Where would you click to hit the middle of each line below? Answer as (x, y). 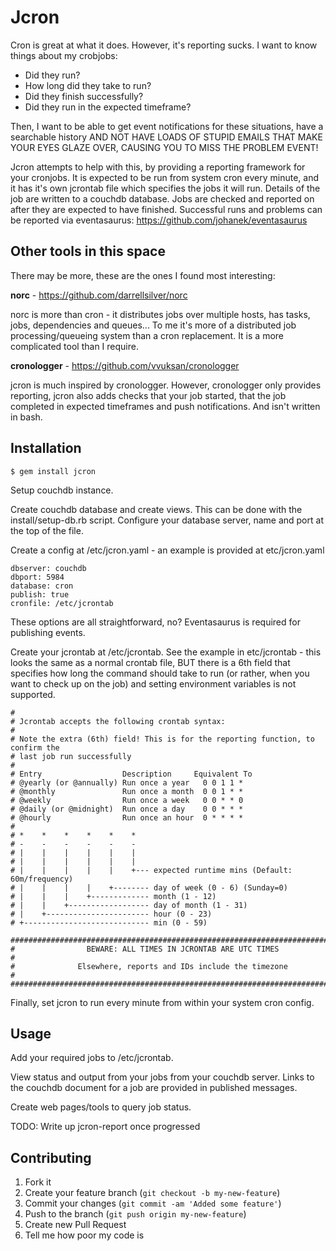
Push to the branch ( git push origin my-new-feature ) (135, 1214)
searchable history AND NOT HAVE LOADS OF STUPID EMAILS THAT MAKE (166, 137)
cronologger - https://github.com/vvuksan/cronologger (125, 365)
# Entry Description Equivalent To (131, 774)
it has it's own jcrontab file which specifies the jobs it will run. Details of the (165, 188)
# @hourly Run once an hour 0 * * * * (127, 817)
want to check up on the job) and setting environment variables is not (153, 683)
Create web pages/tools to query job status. (101, 1107)
